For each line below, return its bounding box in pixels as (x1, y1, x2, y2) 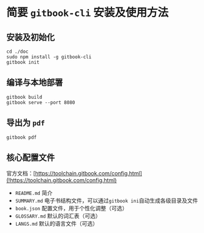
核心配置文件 (6, 153, 55, 163)
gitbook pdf (6, 134, 37, 140)
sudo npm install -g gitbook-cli (6, 54, 92, 60)
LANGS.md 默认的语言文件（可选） (15, 220, 99, 227)
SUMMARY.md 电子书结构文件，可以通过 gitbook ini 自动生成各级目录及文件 (15, 197, 198, 204)
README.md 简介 (15, 189, 53, 197)
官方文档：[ (6, 170, 36, 177)
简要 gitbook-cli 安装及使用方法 (6, 6, 168, 20)
